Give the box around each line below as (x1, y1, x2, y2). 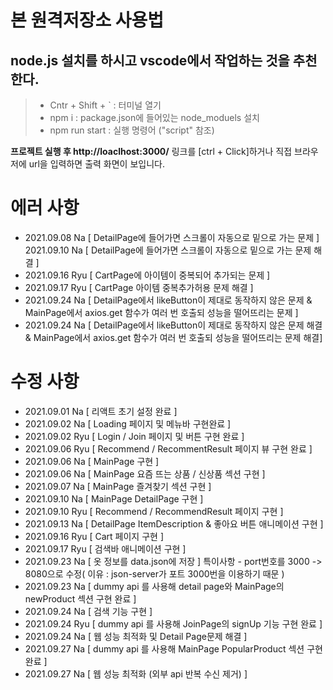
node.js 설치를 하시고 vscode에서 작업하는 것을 (10, 52, 290, 69)
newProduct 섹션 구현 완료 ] (24, 592, 137, 605)
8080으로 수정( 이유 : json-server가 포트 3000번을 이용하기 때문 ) (24, 567, 285, 580)
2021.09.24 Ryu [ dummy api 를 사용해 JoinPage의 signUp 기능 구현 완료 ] (24, 617, 323, 630)
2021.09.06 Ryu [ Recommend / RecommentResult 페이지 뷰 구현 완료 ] (24, 442, 313, 455)
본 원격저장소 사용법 (10, 9, 165, 32)
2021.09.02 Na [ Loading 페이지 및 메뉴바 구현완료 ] (24, 417, 232, 430)
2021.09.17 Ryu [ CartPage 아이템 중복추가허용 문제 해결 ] (24, 281, 254, 293)
